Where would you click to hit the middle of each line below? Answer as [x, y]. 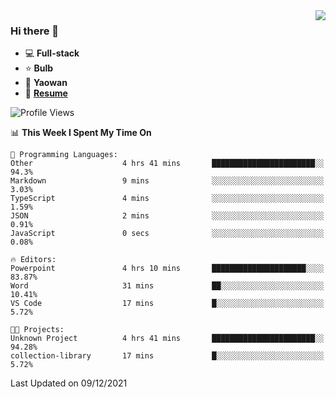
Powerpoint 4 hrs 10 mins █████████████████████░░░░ [167, 269]
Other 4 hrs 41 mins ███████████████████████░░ [167, 164]
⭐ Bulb [39, 68]
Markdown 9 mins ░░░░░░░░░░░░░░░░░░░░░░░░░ [167, 181]
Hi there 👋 [35, 31]
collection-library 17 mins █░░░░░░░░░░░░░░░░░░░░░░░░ [167, 356]
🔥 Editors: [33, 260]
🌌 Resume [46, 93]
